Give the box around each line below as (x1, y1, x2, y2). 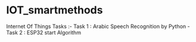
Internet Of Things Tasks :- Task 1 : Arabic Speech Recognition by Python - (6, 23, 190, 30)
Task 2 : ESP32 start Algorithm (6, 29, 82, 36)
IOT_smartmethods (6, 3, 103, 17)
